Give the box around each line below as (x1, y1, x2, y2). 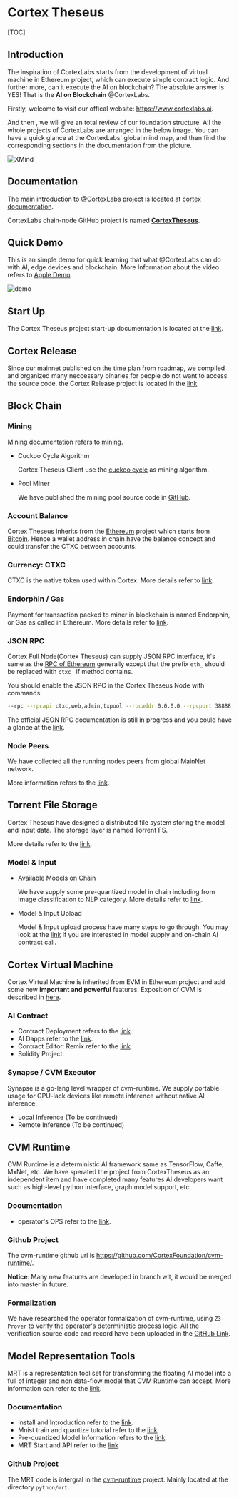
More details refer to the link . (7, 839, 93, 848)
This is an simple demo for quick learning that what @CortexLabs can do (7, 255, 221, 264)
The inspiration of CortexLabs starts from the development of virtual (7, 67, 208, 76)
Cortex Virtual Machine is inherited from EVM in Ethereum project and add (7, 977, 225, 986)
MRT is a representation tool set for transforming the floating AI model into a (7, 1369, 232, 1378)
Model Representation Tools (7, 1350, 136, 1362)
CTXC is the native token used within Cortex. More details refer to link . (7, 576, 214, 585)
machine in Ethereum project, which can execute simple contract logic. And (7, 75, 230, 84)
